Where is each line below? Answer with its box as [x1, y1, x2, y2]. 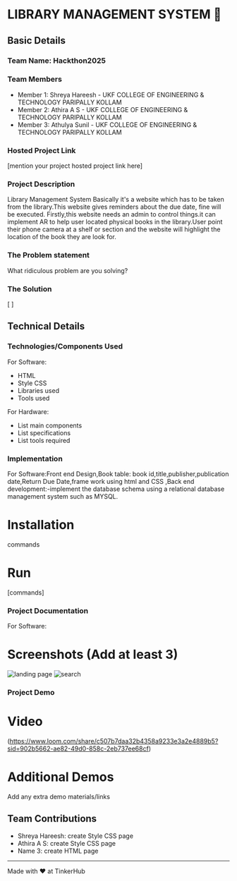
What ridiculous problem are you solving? [7, 266, 128, 274]
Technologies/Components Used [7, 341, 123, 351]
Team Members [7, 74, 62, 84]
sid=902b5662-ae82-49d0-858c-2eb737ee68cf [7, 744, 150, 753]
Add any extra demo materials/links [7, 792, 111, 801]
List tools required [17, 436, 71, 444]
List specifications [17, 428, 71, 437]
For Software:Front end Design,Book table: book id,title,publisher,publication [7, 469, 229, 478]
